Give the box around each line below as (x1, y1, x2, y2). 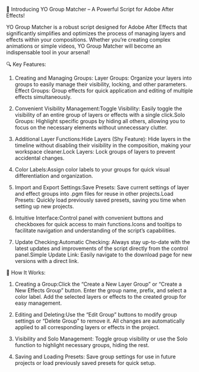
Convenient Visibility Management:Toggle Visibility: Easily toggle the (14, 105, 182, 112)
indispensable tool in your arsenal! (6, 49, 90, 56)
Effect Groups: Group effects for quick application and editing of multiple (14, 87, 193, 94)
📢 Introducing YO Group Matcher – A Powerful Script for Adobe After (6, 6, 174, 12)
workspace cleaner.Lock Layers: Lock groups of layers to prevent (14, 148, 175, 155)
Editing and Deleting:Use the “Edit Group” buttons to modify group (14, 311, 177, 318)
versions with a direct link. (14, 258, 79, 264)
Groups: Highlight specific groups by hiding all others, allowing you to (14, 118, 185, 124)
